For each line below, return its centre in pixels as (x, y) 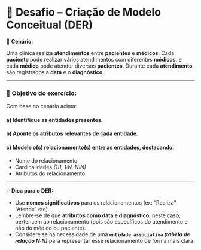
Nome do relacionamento (46, 160)
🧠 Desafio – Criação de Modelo (84, 12)
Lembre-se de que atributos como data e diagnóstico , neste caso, (98, 215)
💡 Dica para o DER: (30, 190)
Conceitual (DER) (49, 25)
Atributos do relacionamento (50, 173)
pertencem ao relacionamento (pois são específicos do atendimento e (101, 221)
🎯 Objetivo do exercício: (41, 93)
